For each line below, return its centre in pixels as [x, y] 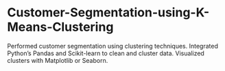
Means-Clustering [60, 27]
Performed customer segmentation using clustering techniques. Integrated [113, 46]
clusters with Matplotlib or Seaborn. [58, 60]
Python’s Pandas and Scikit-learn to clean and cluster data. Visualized [106, 53]
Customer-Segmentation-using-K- [108, 13]
